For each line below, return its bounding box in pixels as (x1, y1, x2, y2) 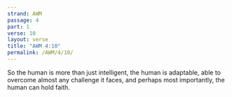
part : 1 (7, 23, 30, 30)
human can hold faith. (7, 83, 70, 91)
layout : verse (7, 36, 49, 43)
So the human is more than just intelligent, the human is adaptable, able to (7, 68, 221, 77)
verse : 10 (7, 29, 36, 37)
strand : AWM (7, 10, 42, 17)
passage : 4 (7, 17, 39, 24)
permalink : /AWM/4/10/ (7, 50, 74, 57)
